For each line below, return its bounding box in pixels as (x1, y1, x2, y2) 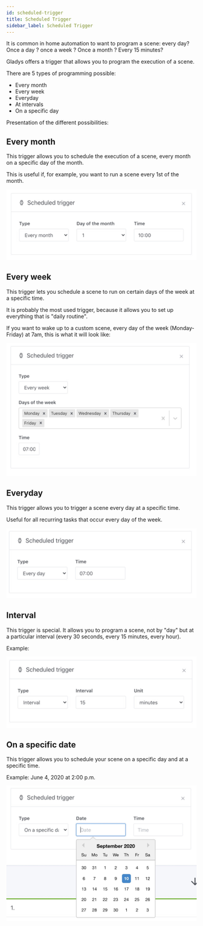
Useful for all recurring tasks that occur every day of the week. (6, 515, 163, 523)
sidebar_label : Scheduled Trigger (6, 22, 94, 28)
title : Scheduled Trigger (6, 16, 71, 22)
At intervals (14, 101, 43, 108)
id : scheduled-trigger (6, 10, 63, 16)
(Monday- (170, 324, 195, 331)
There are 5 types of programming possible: (6, 70, 116, 77)
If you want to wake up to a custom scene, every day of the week (6, 324, 169, 331)
